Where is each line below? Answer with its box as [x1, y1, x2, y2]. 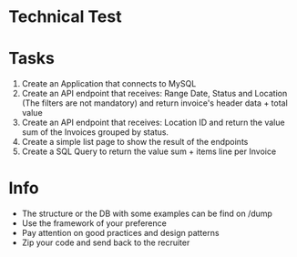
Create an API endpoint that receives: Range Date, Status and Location [21, 88, 288, 99]
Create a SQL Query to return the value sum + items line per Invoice [21, 146, 277, 157]
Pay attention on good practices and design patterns [21, 228, 220, 239]
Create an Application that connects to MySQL [21, 78, 197, 89]
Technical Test [8, 6, 122, 27]
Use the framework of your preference [21, 218, 168, 229]
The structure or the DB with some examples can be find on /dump [21, 208, 272, 220]
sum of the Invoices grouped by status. [21, 127, 169, 138]
